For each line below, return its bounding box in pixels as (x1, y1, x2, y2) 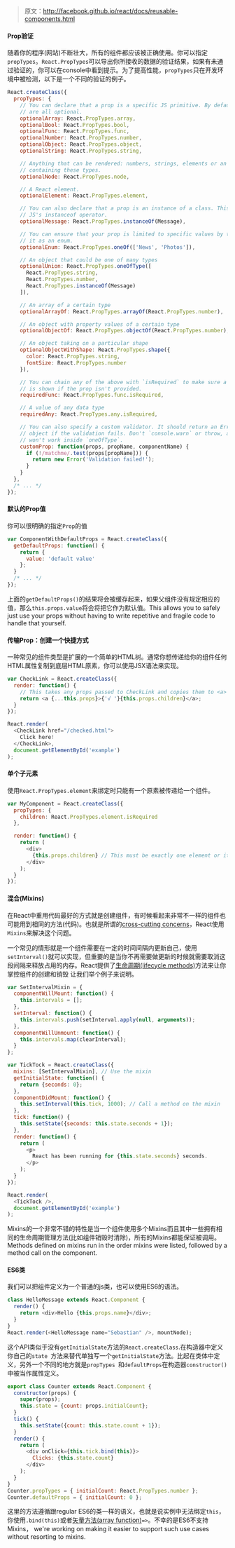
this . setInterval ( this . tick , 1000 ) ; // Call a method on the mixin (20, 1101, 220, 1108)
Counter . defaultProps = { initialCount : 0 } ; (7, 1493, 142, 1501)
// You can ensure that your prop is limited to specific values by (20, 231, 224, 238)
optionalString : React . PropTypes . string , (20, 147, 142, 155)
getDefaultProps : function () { (13, 542, 105, 549)
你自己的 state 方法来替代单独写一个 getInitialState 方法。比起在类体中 (7, 1351, 215, 1359)
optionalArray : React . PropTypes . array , (20, 115, 136, 122)
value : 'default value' (25, 555, 96, 562)
